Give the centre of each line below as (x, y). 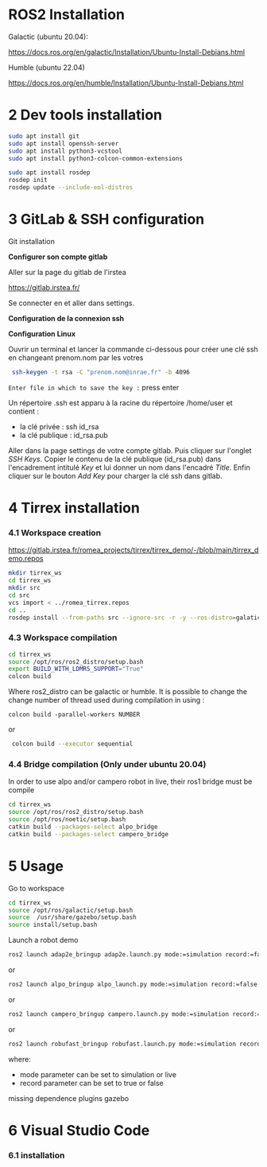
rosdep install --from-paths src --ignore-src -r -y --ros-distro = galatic (135, 618)
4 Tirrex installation (74, 508)
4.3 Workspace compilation (63, 638)
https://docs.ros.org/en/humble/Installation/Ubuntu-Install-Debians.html (126, 83)
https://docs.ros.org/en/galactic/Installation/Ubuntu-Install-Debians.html (127, 52)
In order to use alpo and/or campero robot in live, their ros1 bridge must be (130, 781)
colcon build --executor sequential (72, 744)
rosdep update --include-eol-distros (71, 188)
